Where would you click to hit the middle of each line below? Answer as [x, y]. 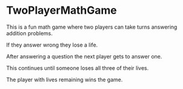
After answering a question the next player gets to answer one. [84, 56]
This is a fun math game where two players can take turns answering [92, 27]
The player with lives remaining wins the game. [64, 79]
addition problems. [29, 33]
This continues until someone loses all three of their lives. [78, 68]
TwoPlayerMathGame [62, 10]
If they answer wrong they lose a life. [52, 45]
